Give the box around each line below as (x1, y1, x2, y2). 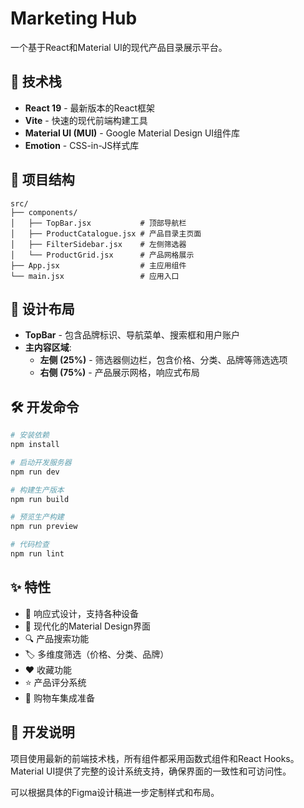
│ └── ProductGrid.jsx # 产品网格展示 (10, 250, 195, 260)
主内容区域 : (24, 342, 72, 354)
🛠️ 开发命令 (10, 398, 80, 416)
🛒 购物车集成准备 (24, 692, 95, 704)
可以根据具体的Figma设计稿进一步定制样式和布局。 (10, 786, 220, 798)
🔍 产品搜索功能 (24, 632, 90, 644)
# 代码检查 (10, 540, 50, 550)
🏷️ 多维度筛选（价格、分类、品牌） (24, 648, 170, 660)
